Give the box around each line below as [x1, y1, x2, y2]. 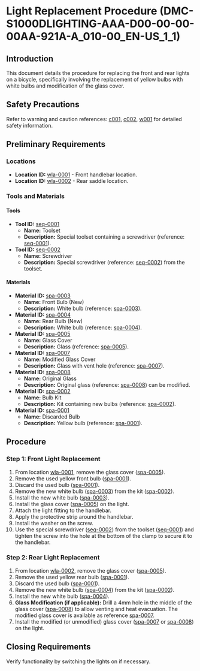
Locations [6, 157, 36, 166]
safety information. [6, 122, 53, 129]
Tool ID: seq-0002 [14, 246, 61, 253]
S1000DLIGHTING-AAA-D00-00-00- [6, 17, 195, 31]
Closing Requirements [6, 642, 91, 652]
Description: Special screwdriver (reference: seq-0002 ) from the [23, 258, 185, 266]
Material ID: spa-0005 [14, 330, 71, 337]
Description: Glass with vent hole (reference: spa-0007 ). [23, 362, 165, 369]
